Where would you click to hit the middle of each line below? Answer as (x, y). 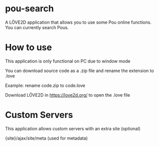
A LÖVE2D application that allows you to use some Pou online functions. (78, 22)
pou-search (30, 9)
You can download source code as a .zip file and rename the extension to (79, 71)
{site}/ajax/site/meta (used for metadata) (47, 138)
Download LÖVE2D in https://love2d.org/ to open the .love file (68, 95)
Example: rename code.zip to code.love (45, 85)
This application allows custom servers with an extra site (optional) (73, 128)
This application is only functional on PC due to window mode (68, 61)
